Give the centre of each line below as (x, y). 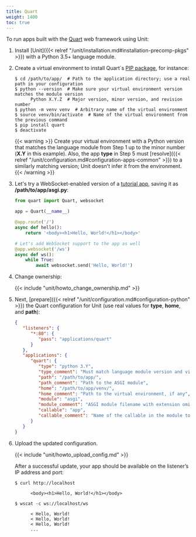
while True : (40, 260)
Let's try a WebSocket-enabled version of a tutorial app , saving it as (96, 184)
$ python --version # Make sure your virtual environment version (98, 89)
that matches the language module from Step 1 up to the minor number (100, 147)
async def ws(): (34, 254)
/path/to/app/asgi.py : (42, 190)
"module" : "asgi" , (61, 399)
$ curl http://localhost (45, 483)
